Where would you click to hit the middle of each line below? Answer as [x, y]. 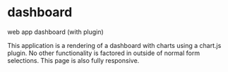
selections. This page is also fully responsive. [73, 60]
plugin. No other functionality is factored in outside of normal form [103, 53]
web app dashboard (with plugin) [55, 32]
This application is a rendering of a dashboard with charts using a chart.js [114, 45]
